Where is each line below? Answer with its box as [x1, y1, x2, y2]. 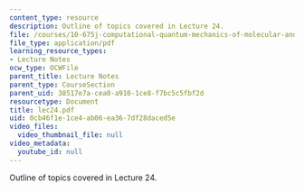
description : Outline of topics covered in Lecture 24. [9, 22, 224, 31]
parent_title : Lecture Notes [9, 72, 119, 81]
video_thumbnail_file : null [17, 131, 124, 140]
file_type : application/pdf [9, 38, 116, 48]
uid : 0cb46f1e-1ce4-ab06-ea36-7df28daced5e [9, 114, 176, 123]
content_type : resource [9, 13, 100, 23]
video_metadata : [9, 139, 71, 148]
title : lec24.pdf [9, 105, 75, 114]
